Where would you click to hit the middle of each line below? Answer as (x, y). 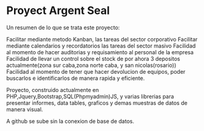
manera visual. (25, 109)
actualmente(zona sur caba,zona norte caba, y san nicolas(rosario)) (91, 65)
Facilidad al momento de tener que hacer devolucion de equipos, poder (96, 71)
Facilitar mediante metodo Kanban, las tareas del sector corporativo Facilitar (102, 39)
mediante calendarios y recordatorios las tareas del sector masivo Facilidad (101, 46)
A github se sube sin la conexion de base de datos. (70, 121)
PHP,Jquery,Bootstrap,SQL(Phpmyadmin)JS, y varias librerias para (90, 96)
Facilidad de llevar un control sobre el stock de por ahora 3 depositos (93, 58)
